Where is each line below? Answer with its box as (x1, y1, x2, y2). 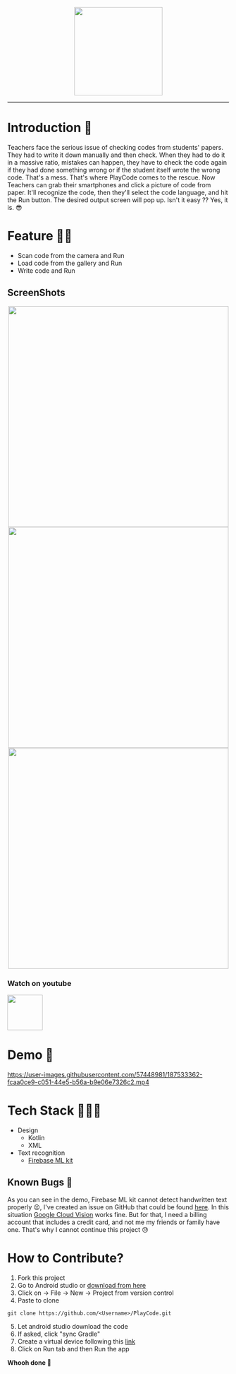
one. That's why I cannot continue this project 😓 (7, 1225, 149, 1233)
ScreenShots (7, 287, 66, 299)
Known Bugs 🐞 (7, 1177, 73, 1189)
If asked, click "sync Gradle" (17, 1329, 101, 1338)
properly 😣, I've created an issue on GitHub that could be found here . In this (7, 1202, 229, 1211)
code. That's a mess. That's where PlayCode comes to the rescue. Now (7, 173, 216, 182)
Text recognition (17, 1149, 66, 1157)
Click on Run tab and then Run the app (17, 1344, 130, 1353)
